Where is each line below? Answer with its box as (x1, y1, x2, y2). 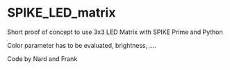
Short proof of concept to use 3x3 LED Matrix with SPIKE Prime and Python (7, 28, 224, 36)
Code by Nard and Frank (7, 54, 78, 63)
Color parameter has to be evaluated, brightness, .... (7, 41, 156, 49)
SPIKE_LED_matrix (7, 5, 116, 21)
